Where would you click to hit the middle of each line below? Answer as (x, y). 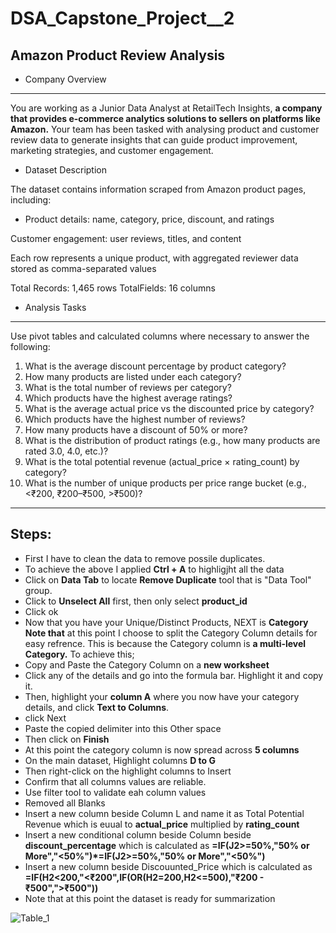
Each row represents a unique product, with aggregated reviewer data (154, 258)
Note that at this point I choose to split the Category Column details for (171, 633)
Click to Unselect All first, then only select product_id (136, 601)
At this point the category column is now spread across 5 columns (162, 749)
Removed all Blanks (65, 803)
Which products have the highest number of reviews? (135, 419)
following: (30, 346)
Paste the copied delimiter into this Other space (123, 728)
